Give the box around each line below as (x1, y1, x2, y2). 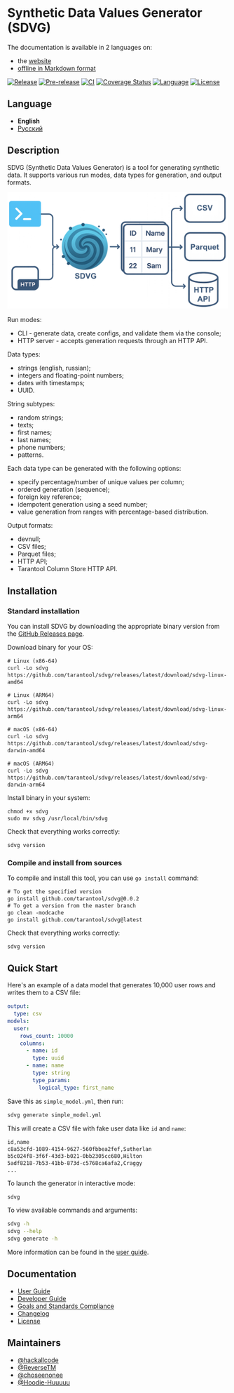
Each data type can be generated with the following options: (7, 465, 181, 473)
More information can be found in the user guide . (7, 1248, 149, 1257)
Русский (17, 124, 43, 133)
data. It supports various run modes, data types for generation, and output (7, 171, 222, 179)
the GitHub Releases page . (7, 629, 85, 638)
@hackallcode (17, 1356, 59, 1364)
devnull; (17, 535, 41, 543)
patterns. (17, 451, 44, 459)
